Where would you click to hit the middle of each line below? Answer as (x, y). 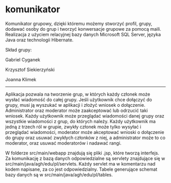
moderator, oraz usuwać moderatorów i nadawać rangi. (63, 143)
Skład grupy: (19, 50)
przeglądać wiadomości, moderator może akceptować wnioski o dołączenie (85, 132)
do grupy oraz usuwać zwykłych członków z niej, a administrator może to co (85, 138)
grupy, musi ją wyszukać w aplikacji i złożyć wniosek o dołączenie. (75, 105)
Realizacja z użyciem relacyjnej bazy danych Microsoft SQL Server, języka (83, 34)
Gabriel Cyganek (23, 59)
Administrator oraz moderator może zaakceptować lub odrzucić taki (77, 110)
